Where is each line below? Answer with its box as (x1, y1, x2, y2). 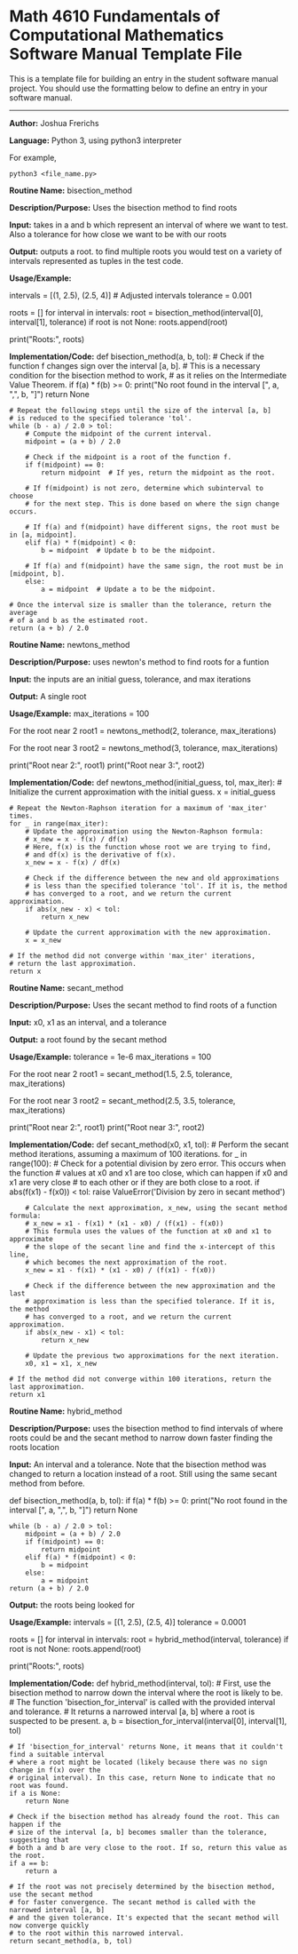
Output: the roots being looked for (9, 1599, 136, 1610)
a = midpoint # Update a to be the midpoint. (41, 585, 216, 594)
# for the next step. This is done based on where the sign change (25, 499, 279, 508)
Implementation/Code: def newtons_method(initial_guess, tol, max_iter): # (9, 777, 282, 787)
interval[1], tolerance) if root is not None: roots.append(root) (9, 316, 228, 327)
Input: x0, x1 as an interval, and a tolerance (9, 1017, 167, 1027)
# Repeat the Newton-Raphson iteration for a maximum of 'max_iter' (9, 803, 268, 812)
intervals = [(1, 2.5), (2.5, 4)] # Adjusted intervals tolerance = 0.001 (9, 290, 253, 300)
